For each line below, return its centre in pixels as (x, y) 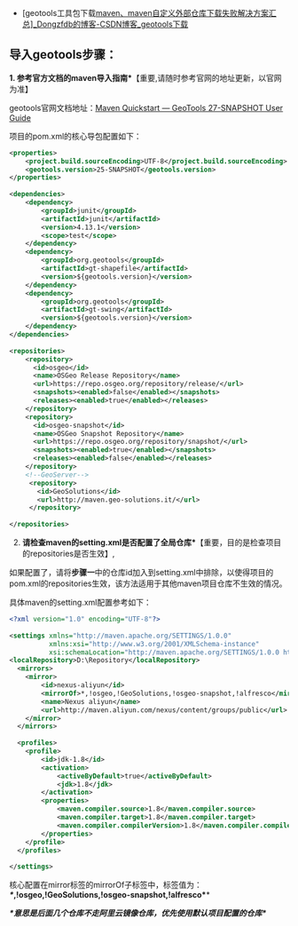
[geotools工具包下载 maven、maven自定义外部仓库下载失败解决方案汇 (149, 13)
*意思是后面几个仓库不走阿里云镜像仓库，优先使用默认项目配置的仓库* (138, 914)
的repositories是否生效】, (68, 554)
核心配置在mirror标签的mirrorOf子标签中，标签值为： (106, 885)
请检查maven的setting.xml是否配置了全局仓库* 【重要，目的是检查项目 (152, 542)
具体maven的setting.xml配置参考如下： (81, 603)
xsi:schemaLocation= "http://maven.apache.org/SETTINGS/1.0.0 (164, 652)
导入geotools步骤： (63, 55)
